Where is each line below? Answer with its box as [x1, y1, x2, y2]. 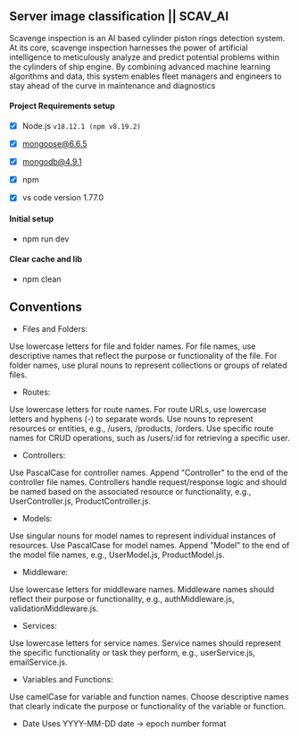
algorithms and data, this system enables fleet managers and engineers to [9, 71, 282, 81]
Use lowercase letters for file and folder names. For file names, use [9, 341, 256, 352]
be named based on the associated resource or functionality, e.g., [9, 486, 252, 496]
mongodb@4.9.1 [21, 157, 82, 167]
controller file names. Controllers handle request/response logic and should [9, 476, 287, 488]
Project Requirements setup [9, 100, 116, 112]
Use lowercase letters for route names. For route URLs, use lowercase [9, 403, 267, 414]
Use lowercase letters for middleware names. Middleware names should [9, 583, 275, 595]
